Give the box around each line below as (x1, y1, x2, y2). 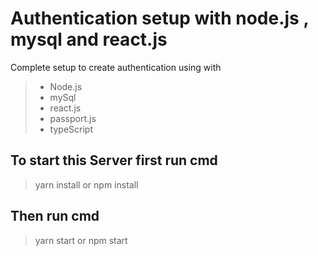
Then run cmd (10, 208, 100, 225)
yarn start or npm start (34, 234, 128, 246)
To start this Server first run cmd (10, 152, 218, 169)
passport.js (49, 112, 97, 124)
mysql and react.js (10, 28, 168, 51)
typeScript (49, 123, 93, 135)
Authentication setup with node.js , (10, 7, 309, 30)
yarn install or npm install (34, 178, 139, 191)
